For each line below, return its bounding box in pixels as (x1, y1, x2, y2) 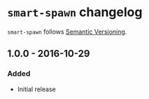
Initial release (17, 85, 56, 93)
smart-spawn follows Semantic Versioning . (7, 27, 127, 36)
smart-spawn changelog (7, 4, 143, 20)
